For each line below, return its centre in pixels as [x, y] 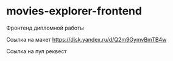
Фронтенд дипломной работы [45, 28]
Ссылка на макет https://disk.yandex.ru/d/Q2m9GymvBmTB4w [86, 39]
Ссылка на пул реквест [37, 51]
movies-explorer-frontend [74, 11]
